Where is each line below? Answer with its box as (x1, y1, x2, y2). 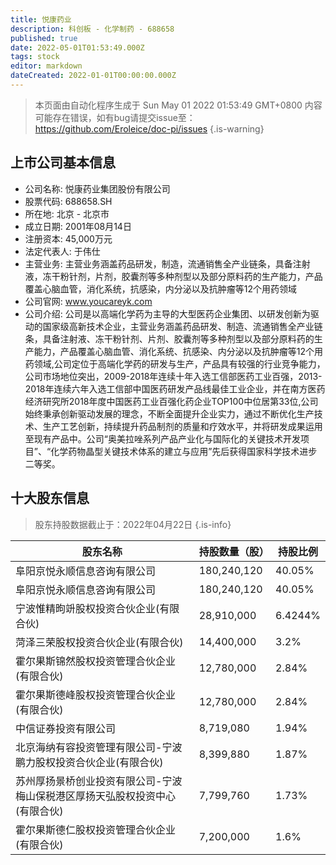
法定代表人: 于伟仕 (24, 245, 101, 257)
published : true (10, 33, 78, 43)
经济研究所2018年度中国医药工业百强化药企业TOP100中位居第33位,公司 (24, 395, 319, 407)
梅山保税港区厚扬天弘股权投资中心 (15, 789, 177, 803)
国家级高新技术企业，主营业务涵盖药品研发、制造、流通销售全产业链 (42, 320, 323, 332)
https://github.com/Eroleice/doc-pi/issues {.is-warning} (34, 122, 265, 135)
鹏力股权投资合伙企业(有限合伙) (15, 755, 164, 769)
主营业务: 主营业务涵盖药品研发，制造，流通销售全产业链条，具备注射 (24, 257, 311, 270)
